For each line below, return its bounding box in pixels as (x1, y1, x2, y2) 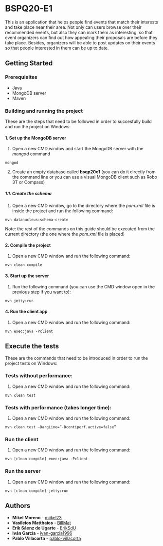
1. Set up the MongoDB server (5, 135, 67, 141)
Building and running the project (5, 107, 83, 114)
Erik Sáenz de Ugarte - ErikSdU (12, 525, 76, 531)
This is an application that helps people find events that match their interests (5, 19, 158, 25)
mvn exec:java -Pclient (5, 329, 54, 334)
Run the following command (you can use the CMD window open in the (12, 283, 155, 289)
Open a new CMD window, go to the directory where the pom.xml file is (12, 203, 156, 209)
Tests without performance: (5, 372, 73, 379)
